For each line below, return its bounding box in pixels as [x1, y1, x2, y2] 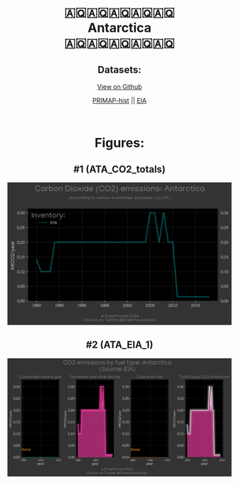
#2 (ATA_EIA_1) [85, 339, 154, 351]
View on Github [97, 82, 142, 91]
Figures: [95, 135, 144, 151]
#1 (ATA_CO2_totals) [73, 163, 166, 175]
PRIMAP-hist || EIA [92, 97, 147, 104]
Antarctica [87, 20, 152, 36]
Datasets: [97, 63, 142, 75]
